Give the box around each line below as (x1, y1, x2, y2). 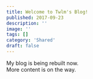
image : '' (6, 26, 32, 32)
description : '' (6, 20, 47, 26)
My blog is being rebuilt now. (6, 59, 79, 67)
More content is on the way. (6, 66, 76, 73)
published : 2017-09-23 (6, 15, 64, 21)
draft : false (6, 43, 40, 49)
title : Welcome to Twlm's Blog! (6, 9, 88, 15)
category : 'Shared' (6, 37, 56, 43)
